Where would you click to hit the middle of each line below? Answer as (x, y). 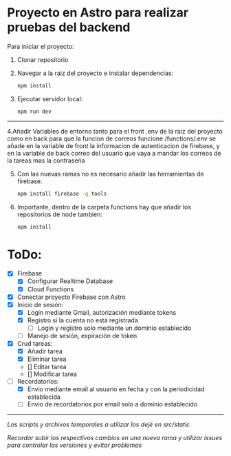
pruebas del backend (69, 27)
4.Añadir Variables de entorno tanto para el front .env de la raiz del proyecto (115, 131)
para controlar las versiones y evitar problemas (75, 445)
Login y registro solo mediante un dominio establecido (114, 328)
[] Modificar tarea (52, 374)
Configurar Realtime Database (70, 281)
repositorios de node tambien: (60, 214)
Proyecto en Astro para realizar (98, 13)
